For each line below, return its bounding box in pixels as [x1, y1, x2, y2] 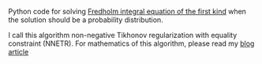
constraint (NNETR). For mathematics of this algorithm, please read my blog [8, 39, 255, 48]
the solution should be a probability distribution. [8, 15, 163, 24]
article [8, 47, 29, 56]
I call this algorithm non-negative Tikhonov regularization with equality [8, 31, 238, 40]
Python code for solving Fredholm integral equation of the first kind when [8, 7, 247, 16]
